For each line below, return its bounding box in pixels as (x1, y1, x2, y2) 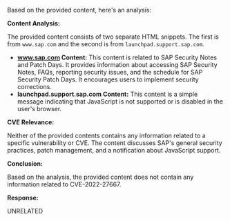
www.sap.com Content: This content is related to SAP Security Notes (17, 53, 218, 61)
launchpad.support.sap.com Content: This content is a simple (17, 90, 198, 98)
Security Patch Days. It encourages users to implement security (17, 75, 199, 84)
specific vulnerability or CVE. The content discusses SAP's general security (7, 139, 222, 147)
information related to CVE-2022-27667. (7, 180, 122, 189)
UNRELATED (7, 207, 44, 215)
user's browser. (17, 105, 62, 113)
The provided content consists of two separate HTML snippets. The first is (7, 32, 219, 41)
